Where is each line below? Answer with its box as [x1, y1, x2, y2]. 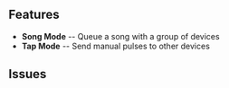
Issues [8, 66, 47, 82]
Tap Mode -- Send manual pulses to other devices [21, 40, 210, 51]
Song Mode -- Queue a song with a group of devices [21, 31, 220, 41]
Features [8, 7, 60, 22]
